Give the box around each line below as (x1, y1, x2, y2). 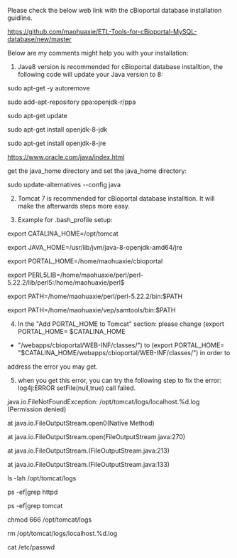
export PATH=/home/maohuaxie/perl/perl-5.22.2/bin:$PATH (7, 292, 183, 300)
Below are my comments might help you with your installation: (7, 49, 189, 57)
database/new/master (7, 35, 72, 43)
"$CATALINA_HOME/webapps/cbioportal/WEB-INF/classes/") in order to (17, 349, 231, 357)
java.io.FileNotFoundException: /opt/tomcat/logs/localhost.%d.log (7, 398, 200, 406)
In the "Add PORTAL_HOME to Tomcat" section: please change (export (17, 320, 225, 328)
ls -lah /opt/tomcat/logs (7, 474, 77, 483)
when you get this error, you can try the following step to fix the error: (17, 377, 222, 384)
